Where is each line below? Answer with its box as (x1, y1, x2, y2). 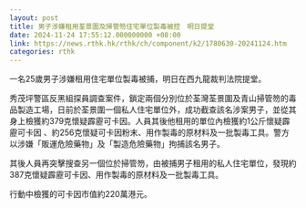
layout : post (9, 13, 59, 23)
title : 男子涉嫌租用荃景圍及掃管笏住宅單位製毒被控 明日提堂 (9, 22, 215, 31)
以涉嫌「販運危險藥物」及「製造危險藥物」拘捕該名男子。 (9, 139, 225, 150)
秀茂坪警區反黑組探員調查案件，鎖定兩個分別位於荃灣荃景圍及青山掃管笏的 (9, 93, 289, 104)
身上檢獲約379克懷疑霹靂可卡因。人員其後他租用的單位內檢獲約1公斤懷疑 (9, 116, 282, 127)
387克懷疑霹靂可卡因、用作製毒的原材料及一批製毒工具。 (9, 170, 224, 181)
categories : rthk (9, 47, 76, 57)
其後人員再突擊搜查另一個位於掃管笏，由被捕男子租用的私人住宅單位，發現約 (9, 158, 297, 169)
